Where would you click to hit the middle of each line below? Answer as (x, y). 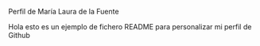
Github (19, 35)
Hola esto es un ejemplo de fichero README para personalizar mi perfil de (130, 27)
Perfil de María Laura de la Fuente (64, 11)
